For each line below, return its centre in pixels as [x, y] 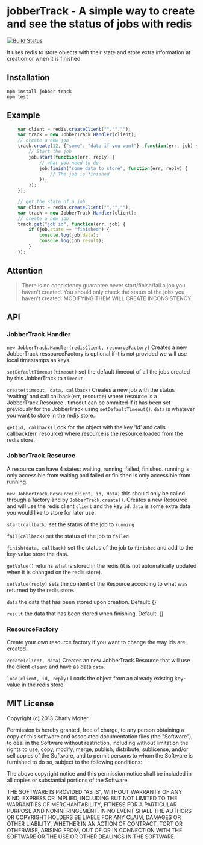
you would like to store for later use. [51, 512]
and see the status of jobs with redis [99, 24]
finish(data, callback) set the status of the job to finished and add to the [100, 547]
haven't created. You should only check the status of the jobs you [103, 292]
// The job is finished [80, 174]
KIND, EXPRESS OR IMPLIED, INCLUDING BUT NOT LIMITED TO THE [92, 798]
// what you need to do [69, 163]
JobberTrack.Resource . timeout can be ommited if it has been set [89, 403]
